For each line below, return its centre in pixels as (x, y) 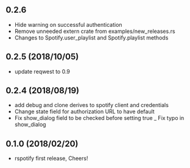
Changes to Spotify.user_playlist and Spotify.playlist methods (91, 37)
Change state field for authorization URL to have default (84, 111)
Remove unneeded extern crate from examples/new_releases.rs (95, 31)
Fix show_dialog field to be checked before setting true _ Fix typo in (99, 118)
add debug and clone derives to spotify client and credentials (91, 105)
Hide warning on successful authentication (68, 24)
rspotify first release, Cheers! (51, 158)
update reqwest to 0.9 (42, 71)
